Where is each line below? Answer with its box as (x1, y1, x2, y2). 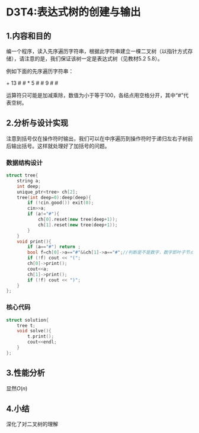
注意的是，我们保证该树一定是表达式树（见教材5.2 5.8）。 (24, 55, 163, 62)
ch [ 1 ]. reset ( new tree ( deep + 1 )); (37, 222, 118, 228)
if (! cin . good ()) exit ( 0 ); (27, 200, 94, 206)
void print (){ (17, 238, 52, 245)
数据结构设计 (6, 158, 43, 166)
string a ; (17, 178, 41, 184)
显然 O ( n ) (6, 384, 28, 392)
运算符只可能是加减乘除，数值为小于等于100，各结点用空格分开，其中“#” (6, 92, 184, 98)
